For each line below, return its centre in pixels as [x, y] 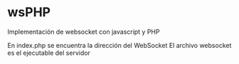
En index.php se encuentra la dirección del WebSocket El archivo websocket [119, 45]
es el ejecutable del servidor [49, 53]
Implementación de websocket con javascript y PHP [84, 32]
